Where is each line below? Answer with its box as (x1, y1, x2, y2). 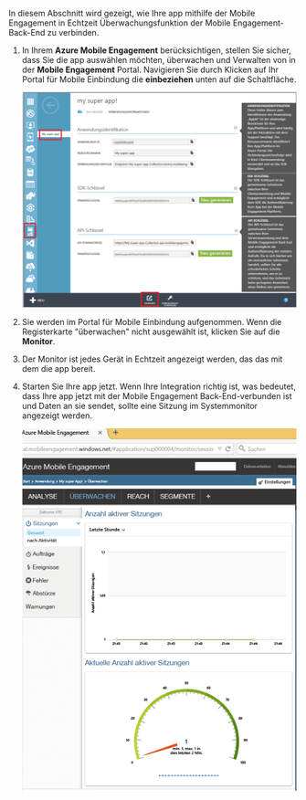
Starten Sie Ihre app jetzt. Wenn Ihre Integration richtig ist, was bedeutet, (21, 381, 296, 392)
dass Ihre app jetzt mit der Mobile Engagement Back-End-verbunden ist (21, 391, 293, 402)
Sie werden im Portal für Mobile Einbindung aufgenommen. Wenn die (21, 317, 282, 328)
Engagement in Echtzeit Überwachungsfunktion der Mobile (8, 17, 231, 28)
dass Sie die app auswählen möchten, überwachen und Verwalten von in (21, 55, 296, 65)
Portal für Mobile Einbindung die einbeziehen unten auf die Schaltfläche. (21, 74, 297, 85)
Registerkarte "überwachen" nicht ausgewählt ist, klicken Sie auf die (21, 326, 280, 337)
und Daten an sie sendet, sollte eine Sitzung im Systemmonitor (21, 401, 258, 412)
